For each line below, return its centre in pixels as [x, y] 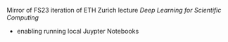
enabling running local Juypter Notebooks [78, 31]
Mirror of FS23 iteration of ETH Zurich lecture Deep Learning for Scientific [114, 10]
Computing [23, 17]
